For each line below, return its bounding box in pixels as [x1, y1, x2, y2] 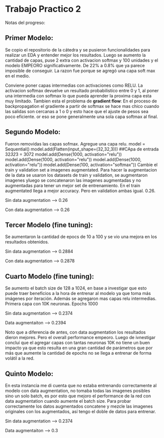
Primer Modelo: [5, 34, 53, 42]
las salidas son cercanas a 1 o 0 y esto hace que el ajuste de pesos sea [5, 108, 148, 114]
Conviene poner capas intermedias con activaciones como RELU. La [5, 82, 143, 88]
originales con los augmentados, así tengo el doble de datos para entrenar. [5, 409, 156, 414]
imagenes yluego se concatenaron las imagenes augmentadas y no [5, 177, 141, 183]
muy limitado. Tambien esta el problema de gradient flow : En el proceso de [5, 98, 158, 104]
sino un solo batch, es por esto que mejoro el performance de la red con [5, 393, 151, 399]
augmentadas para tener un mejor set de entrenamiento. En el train [5, 182, 141, 188]
